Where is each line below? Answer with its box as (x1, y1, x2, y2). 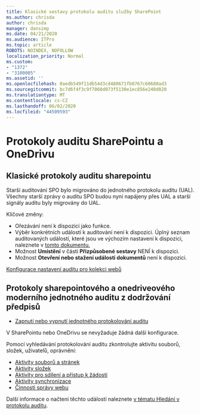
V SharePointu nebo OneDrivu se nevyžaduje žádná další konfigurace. (6, 329, 179, 336)
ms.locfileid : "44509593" (6, 109, 70, 115)
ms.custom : (6, 59, 33, 64)
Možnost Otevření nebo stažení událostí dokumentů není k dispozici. (14, 254, 187, 262)
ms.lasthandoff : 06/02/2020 (6, 103, 76, 109)
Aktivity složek (14, 365, 51, 372)
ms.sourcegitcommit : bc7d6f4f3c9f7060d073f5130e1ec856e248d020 (6, 87, 167, 93)
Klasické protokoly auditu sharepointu (6, 171, 151, 181)
